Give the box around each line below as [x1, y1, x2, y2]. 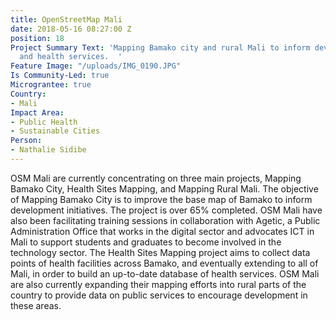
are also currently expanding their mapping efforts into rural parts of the [10, 278, 307, 290]
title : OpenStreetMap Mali [10, 14, 123, 25]
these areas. [10, 299, 62, 311]
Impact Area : [10, 107, 65, 118]
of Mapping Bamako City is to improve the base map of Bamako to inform [10, 193, 313, 205]
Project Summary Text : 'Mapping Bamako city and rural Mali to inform [10, 42, 311, 53]
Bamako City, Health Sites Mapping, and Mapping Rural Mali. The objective [10, 182, 319, 195]
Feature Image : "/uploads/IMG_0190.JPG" [10, 61, 182, 71]
